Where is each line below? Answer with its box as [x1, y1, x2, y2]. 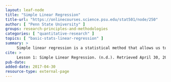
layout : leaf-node [5, 7, 44, 13]
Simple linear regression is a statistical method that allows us [16, 45, 160, 50]
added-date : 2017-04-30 [5, 64, 56, 69]
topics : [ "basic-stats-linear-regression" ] [5, 36, 103, 41]
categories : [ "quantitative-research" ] [5, 31, 95, 36]
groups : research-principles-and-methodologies [5, 26, 108, 32]
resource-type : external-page [5, 69, 70, 74]
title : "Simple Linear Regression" [5, 12, 81, 17]
